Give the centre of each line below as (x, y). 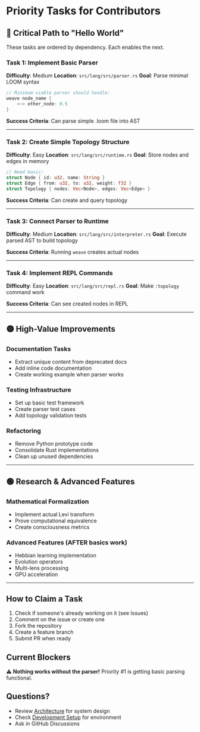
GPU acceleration (36, 574)
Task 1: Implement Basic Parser (52, 63)
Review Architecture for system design (62, 711)
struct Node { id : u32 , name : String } (56, 177)
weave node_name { (29, 99)
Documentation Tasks (39, 348)
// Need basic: (25, 172)
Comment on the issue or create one (60, 619)
